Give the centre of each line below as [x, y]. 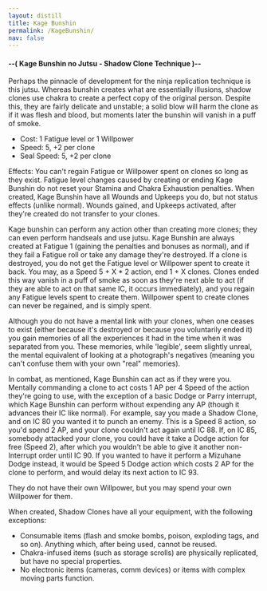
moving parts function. [57, 578]
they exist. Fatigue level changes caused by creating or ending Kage [121, 180]
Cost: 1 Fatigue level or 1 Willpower [77, 139]
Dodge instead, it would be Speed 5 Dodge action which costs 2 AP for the [131, 464]
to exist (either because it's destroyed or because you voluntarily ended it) [130, 330]
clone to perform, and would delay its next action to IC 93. [104, 473]
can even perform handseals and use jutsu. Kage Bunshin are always [122, 238]
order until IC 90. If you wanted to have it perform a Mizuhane [140, 455]
